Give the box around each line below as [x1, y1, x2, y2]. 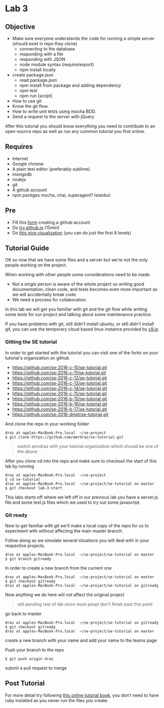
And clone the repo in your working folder [5, 420, 90, 427]
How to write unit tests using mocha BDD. [12, 108, 96, 114]
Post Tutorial [5, 679, 45, 687]
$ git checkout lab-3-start [5, 485, 63, 491]
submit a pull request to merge [5, 665, 67, 671]
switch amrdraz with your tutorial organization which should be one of [17, 443, 159, 449]
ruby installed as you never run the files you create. [5, 697, 109, 703]
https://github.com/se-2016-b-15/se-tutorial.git [12, 395, 107, 401]
